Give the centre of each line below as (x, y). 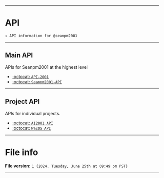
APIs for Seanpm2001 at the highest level (46, 67)
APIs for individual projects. (33, 113)
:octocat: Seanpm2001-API (37, 81)
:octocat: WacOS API (31, 128)
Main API (19, 55)
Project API (22, 102)
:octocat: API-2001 (30, 77)
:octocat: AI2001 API (33, 123)
